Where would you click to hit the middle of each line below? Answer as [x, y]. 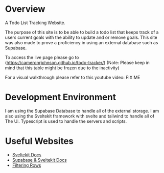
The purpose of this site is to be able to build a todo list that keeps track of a [82, 32]
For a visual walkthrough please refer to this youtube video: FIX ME [73, 77]
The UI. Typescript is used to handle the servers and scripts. [66, 121]
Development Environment [60, 97]
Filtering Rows [27, 165]
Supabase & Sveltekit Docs [39, 160]
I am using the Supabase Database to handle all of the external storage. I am [82, 111]
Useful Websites [39, 141]
